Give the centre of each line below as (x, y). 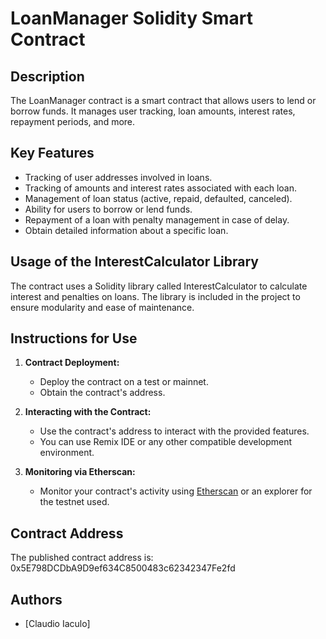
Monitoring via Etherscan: (80, 472)
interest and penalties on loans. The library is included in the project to (155, 296)
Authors (36, 599)
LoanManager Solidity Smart (132, 18)
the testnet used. (74, 502)
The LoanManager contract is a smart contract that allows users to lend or (163, 100)
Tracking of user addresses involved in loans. (118, 177)
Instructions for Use (74, 338)
